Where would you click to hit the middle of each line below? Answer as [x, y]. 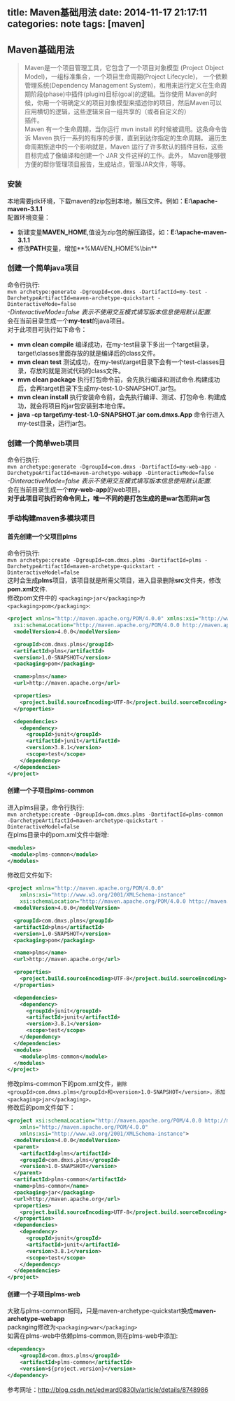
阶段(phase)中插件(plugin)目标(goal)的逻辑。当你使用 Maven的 [121, 94]
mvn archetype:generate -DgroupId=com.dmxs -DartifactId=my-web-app [109, 467]
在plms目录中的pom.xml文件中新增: [58, 834]
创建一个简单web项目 [43, 443]
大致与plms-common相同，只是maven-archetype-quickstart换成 [100, 1311]
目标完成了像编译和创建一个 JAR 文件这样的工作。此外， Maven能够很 [125, 156]
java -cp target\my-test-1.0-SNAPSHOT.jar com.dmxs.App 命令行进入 [121, 414]
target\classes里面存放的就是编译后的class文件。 [88, 353]
